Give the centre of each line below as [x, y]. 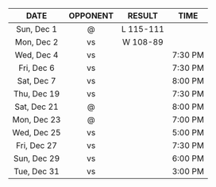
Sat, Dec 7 [37, 81]
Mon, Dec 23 [37, 120]
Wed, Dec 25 [37, 132]
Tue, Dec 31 [37, 171]
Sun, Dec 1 [37, 29]
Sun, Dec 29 [37, 158]
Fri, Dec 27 [37, 145]
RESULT [143, 16]
